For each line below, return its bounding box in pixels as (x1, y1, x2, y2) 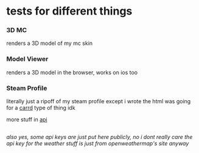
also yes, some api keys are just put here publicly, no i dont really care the (6, 134, 193, 141)
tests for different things (6, 4, 133, 18)
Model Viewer (6, 55, 49, 63)
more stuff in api (6, 116, 47, 123)
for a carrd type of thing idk (6, 104, 75, 112)
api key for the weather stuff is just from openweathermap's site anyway (6, 140, 189, 147)
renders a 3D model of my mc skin (6, 39, 93, 47)
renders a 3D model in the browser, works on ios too (6, 69, 138, 76)
